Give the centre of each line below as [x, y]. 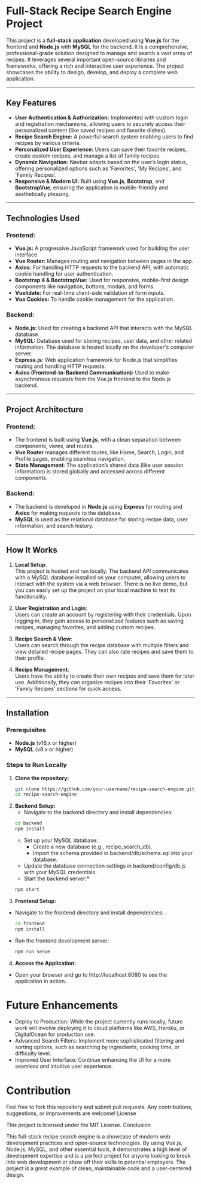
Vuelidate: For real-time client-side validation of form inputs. [90, 293]
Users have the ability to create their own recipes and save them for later [104, 676]
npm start [27, 890]
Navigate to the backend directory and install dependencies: [98, 813]
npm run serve [32, 952]
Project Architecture [45, 410]
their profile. [30, 658]
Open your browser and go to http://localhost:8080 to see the [91, 974]
